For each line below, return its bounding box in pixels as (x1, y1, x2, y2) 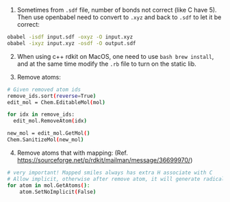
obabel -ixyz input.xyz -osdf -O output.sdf (7, 40, 136, 47)
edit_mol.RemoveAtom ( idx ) (13, 118, 88, 125)
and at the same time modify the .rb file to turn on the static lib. (16, 60, 196, 68)
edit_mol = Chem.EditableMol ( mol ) (7, 99, 106, 105)
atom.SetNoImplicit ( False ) (19, 188, 97, 195)
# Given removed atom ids (7, 86, 81, 93)
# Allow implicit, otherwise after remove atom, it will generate (7, 175, 201, 182)
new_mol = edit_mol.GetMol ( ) (7, 130, 90, 137)
